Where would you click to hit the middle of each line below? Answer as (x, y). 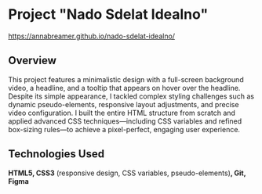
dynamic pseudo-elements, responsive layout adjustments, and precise (124, 104)
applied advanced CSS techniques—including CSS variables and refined (125, 121)
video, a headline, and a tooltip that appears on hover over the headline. (124, 88)
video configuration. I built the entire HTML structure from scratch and (122, 113)
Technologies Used (56, 154)
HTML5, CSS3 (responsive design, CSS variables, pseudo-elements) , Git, (127, 173)
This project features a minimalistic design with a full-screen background (126, 79)
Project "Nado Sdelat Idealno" (108, 14)
